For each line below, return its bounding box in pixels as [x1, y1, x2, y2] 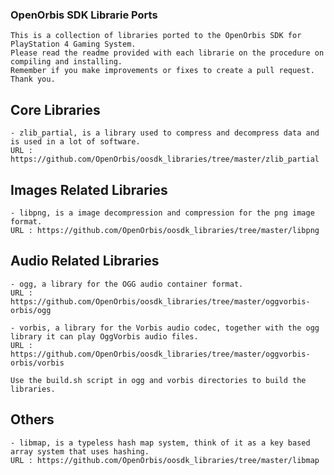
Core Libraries [10, 101, 101, 118]
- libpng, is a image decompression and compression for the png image [10, 208, 315, 218]
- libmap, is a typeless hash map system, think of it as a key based [10, 438, 311, 448]
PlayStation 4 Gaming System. [10, 39, 137, 50]
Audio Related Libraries [10, 253, 160, 270]
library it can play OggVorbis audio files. [10, 331, 199, 342]
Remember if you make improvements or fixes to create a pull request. [10, 66, 315, 76]
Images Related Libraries [10, 181, 168, 198]
